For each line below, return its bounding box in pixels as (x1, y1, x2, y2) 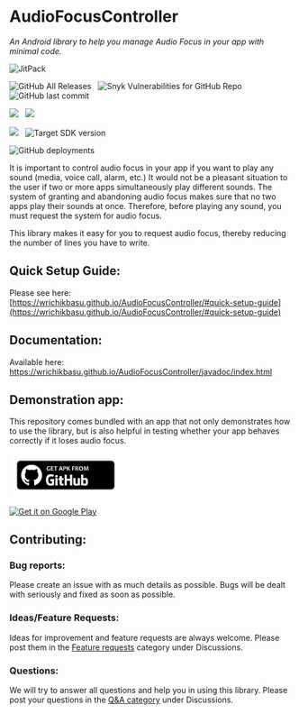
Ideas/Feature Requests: (9, 611, 120, 624)
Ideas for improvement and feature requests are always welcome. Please (9, 632, 280, 643)
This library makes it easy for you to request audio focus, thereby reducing (9, 227, 286, 238)
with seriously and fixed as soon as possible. (9, 589, 176, 600)
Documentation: (9, 333, 103, 348)
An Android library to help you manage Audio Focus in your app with (9, 36, 265, 47)
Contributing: (9, 532, 87, 547)
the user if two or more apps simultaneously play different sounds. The (9, 181, 273, 192)
